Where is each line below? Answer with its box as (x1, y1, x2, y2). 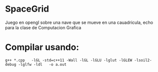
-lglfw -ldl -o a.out (18, 62, 67, 67)
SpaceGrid (5, 3, 49, 15)
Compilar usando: (5, 42, 79, 53)
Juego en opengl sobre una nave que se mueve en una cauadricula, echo (5, 19, 153, 25)
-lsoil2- (134, 57, 152, 63)
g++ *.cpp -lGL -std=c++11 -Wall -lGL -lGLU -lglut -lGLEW (5, 57, 133, 63)
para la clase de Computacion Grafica (5, 24, 82, 30)
